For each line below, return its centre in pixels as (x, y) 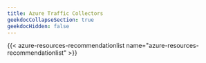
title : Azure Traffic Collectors (55, 13)
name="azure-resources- (162, 46)
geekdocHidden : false (38, 26)
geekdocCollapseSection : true (51, 20)
